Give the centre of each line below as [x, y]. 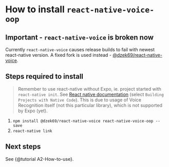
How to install [35, 9]
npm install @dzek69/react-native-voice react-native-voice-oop [83, 121]
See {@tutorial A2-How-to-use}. [40, 159]
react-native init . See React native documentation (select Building [91, 94]
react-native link [32, 131]
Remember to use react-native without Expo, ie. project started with [90, 89]
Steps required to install [44, 77]
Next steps [23, 147]
